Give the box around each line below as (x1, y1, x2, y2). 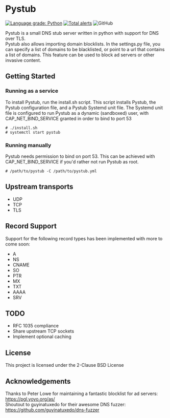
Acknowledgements (5, 377, 71, 386)
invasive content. (5, 57, 41, 63)
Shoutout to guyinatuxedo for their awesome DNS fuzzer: (5, 401, 126, 407)
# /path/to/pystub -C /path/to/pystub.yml (5, 169, 97, 174)
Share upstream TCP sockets (12, 328, 75, 335)
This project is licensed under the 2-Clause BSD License (5, 362, 124, 368)
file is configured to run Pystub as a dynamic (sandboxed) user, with (5, 110, 149, 116)
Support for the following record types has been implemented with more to (5, 235, 163, 241)
